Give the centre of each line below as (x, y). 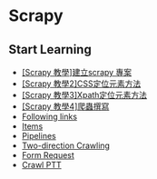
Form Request (48, 155)
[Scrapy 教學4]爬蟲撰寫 (65, 106)
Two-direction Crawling (66, 145)
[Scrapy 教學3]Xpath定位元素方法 (84, 95)
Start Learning (50, 50)
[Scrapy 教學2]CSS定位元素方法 (81, 84)
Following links (49, 116)
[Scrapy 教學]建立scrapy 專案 (77, 72)
